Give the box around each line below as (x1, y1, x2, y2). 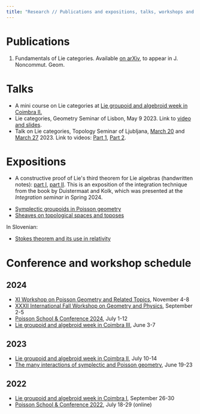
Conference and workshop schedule (6, 256, 192, 270)
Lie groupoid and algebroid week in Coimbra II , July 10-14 (14, 355, 157, 362)
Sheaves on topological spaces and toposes (14, 212, 125, 219)
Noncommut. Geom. (14, 61, 65, 68)
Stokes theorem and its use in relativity (14, 235, 111, 242)
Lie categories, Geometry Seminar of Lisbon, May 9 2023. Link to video (14, 115, 192, 122)
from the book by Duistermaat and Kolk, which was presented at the (14, 187, 183, 195)
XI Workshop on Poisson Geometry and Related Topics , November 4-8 (14, 296, 190, 303)
